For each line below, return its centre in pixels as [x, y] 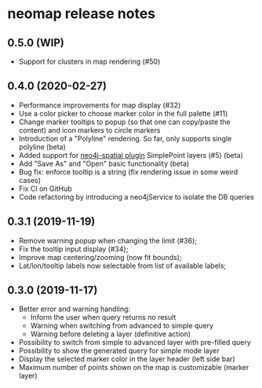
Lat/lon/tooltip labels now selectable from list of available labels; [122, 265]
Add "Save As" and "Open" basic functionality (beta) [104, 163]
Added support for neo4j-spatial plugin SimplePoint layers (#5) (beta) [131, 155]
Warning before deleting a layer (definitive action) [111, 334]
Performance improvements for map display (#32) [100, 105]
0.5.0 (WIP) [36, 43]
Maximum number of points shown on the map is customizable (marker [134, 368]
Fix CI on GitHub [45, 189]
